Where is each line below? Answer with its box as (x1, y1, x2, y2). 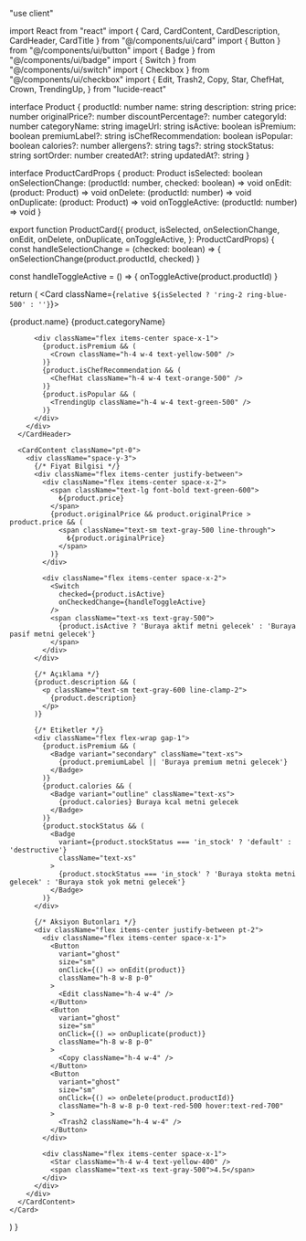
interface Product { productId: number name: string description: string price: (9, 101, 297, 112)
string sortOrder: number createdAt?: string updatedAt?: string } (9, 150, 250, 161)
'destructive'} (9, 845, 68, 854)
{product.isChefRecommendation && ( (42, 366, 182, 375)
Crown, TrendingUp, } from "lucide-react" (9, 84, 167, 94)
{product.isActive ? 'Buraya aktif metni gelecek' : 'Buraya (58, 621, 297, 631)
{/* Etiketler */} (33, 726, 104, 735)
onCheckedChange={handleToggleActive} (58, 598, 206, 607)
